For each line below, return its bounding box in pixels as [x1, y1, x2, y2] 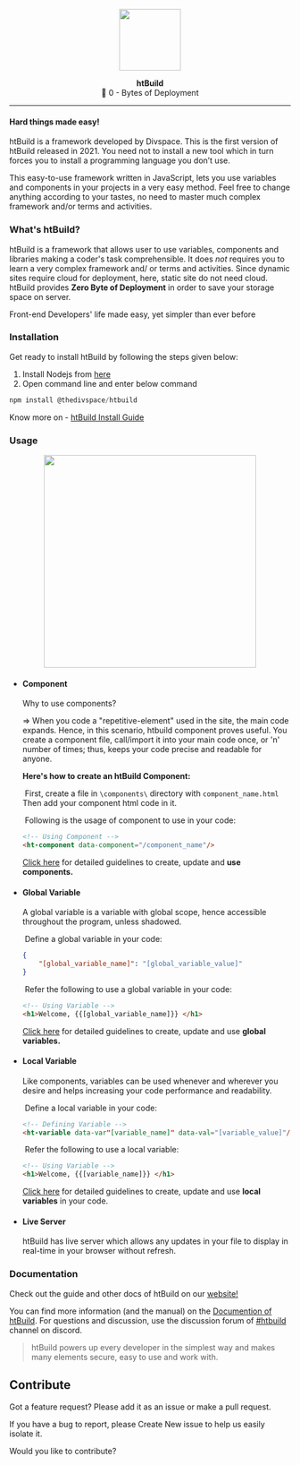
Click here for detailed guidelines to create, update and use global [21, 1025, 266, 1036]
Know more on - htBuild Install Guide [9, 412, 145, 423]
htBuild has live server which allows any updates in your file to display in [21, 1236, 288, 1247]
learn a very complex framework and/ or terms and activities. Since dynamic [9, 262, 290, 273]
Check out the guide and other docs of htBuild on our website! [9, 1288, 238, 1298]
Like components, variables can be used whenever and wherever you [21, 1075, 279, 1086]
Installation [9, 331, 60, 344]
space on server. [9, 291, 71, 302]
